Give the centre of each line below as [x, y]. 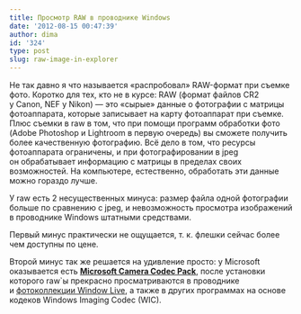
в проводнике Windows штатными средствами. [100, 217]
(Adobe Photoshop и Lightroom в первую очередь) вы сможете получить [148, 133]
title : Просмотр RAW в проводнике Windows [90, 18]
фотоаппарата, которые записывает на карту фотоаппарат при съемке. [147, 114]
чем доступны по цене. [54, 244]
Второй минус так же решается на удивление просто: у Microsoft [135, 261]
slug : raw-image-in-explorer [64, 59]
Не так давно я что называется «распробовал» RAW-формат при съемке [150, 85]
